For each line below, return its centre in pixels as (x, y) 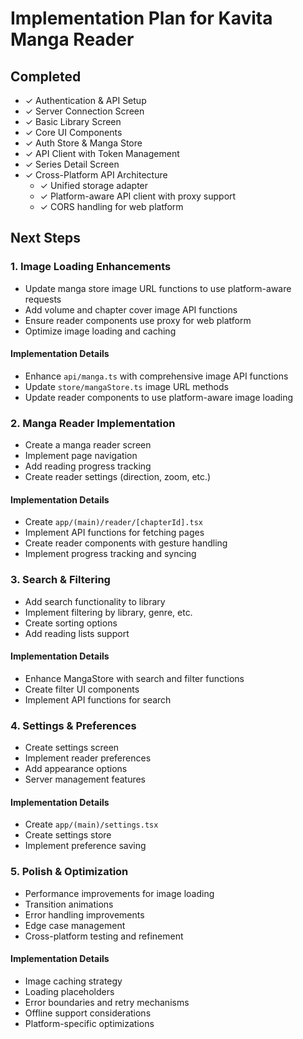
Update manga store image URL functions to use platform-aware (158, 288)
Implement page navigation (81, 456)
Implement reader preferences (88, 758)
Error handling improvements (84, 914)
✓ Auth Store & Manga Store (83, 143)
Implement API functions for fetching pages (114, 533)
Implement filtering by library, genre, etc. (108, 612)
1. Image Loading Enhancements (91, 267)
